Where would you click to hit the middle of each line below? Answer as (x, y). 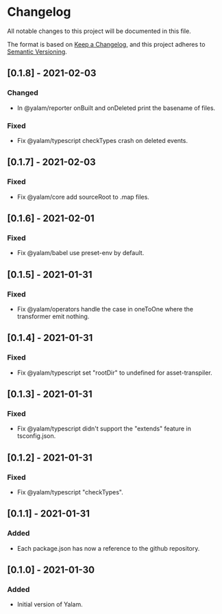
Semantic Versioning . (37, 52)
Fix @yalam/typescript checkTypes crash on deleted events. (102, 140)
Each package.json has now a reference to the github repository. (108, 548)
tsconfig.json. (36, 436)
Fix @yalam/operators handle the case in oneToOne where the (105, 309)
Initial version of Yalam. (50, 604)
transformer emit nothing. (53, 316)
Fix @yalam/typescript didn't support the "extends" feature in (104, 429)
